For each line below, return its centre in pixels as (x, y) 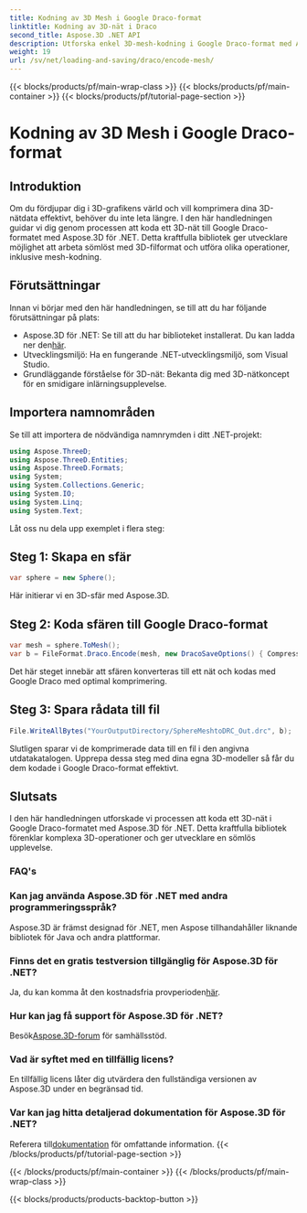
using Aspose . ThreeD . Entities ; (69, 460)
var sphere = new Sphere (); (63, 578)
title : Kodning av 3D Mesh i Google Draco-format (106, 18)
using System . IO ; (42, 494)
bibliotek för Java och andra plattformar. (85, 937)
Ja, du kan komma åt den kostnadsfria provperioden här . (115, 992)
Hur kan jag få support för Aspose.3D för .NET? (116, 1015)
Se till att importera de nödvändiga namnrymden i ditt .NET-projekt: (136, 435)
